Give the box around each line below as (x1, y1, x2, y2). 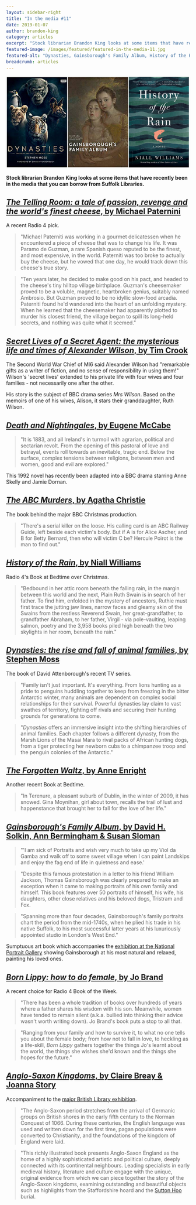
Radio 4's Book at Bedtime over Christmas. (6, 573, 109, 580)
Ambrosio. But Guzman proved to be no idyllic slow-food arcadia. (20, 295, 178, 302)
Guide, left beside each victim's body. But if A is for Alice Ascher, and (20, 528, 188, 535)
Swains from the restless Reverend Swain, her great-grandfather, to (20, 610, 183, 617)
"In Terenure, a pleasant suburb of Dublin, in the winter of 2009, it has (20, 792, 189, 799)
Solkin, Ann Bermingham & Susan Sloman (6, 831, 160, 841)
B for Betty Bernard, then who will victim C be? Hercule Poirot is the (20, 535, 183, 542)
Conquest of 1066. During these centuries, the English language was (20, 1119, 185, 1127)
